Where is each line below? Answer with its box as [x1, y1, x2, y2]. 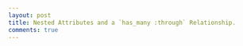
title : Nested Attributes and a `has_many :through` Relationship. [8, 19, 237, 27]
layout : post [8, 11, 52, 19]
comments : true [8, 26, 59, 34]
